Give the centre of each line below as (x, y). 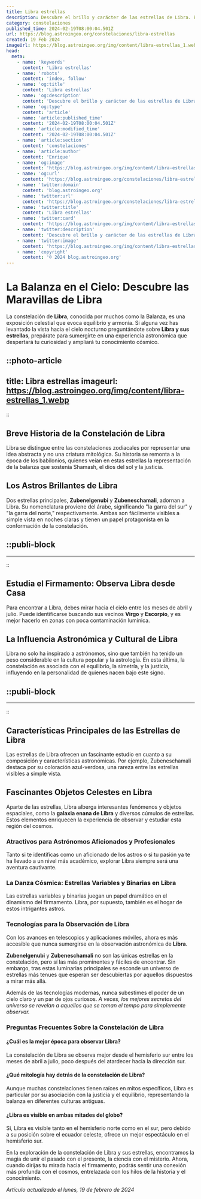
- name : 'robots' (39, 73)
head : (13, 51)
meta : (19, 56)
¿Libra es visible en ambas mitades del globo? (65, 1115)
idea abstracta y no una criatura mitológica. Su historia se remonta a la (93, 455)
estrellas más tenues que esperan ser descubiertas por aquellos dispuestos (100, 974)
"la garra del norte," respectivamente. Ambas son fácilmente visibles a (93, 513)
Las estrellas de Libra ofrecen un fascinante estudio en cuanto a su (89, 754)
